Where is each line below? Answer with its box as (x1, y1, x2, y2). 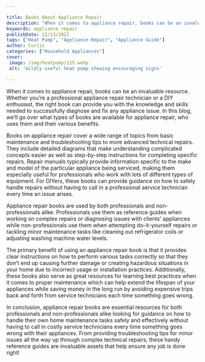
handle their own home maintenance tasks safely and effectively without (6, 316, 189, 324)
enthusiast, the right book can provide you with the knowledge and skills (6, 100, 189, 107)
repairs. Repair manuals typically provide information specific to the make (6, 157, 192, 165)
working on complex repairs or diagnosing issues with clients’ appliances (6, 215, 190, 222)
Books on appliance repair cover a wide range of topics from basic (6, 132, 174, 139)
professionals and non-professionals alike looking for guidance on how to (6, 310, 191, 317)
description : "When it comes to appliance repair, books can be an (6, 20, 182, 26)
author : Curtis (6, 43, 45, 49)
